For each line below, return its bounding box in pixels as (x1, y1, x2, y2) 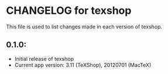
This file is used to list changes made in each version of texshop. (6, 23, 163, 30)
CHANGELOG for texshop (6, 4, 132, 17)
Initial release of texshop (14, 55, 74, 62)
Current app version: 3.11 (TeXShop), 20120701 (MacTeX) (14, 61, 152, 68)
